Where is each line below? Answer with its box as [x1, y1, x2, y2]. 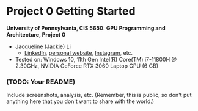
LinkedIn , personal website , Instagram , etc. [24, 49, 133, 56]
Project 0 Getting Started [6, 4, 136, 18]
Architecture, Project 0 [6, 30, 66, 38]
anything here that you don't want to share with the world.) [6, 98, 155, 105]
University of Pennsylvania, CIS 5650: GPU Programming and [6, 24, 166, 32]
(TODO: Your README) [6, 77, 75, 86]
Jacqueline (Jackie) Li [15, 43, 71, 50]
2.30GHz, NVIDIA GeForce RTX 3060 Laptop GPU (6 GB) [15, 62, 159, 70]
